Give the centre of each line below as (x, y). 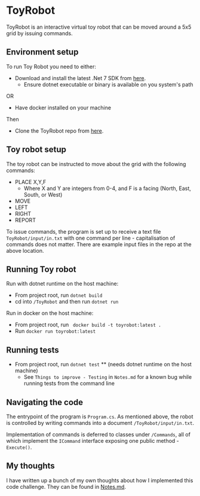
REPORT (25, 220)
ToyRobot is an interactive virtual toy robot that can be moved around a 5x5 (99, 27)
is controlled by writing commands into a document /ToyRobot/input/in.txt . (100, 423)
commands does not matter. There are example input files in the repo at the (99, 244)
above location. (25, 250)
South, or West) (43, 194)
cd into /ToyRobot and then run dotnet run (67, 302)
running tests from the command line (69, 384)
